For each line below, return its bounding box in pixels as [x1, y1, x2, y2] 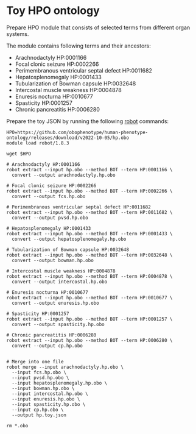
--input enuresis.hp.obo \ [12, 396, 80, 402]
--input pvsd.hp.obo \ [12, 374, 69, 381]
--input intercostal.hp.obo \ [12, 391, 88, 397]
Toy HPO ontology [6, 4, 100, 18]
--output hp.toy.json [12, 412, 67, 418]
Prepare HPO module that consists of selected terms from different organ [6, 24, 191, 31]
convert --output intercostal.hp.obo [12, 279, 108, 285]
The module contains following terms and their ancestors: [6, 42, 151, 49]
